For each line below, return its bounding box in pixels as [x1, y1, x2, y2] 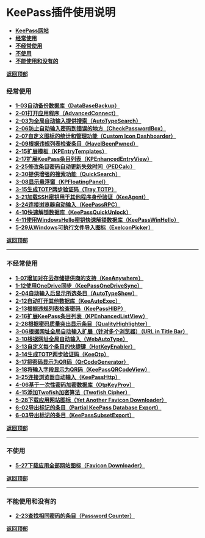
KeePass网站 [15, 27, 49, 34]
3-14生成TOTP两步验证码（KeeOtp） [15, 350, 110, 358]
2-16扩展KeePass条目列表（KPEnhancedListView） [15, 312, 148, 320]
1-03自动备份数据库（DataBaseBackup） [15, 102, 120, 110]
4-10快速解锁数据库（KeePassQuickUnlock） [15, 208, 132, 216]
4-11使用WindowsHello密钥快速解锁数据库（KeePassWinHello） [15, 216, 180, 224]
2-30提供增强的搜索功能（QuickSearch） [15, 171, 121, 178]
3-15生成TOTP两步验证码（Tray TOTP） [15, 186, 117, 193]
